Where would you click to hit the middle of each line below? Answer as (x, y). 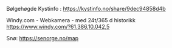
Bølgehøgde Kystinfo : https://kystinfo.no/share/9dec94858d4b (86, 9)
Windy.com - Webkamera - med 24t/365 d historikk (71, 20)
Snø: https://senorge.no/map (43, 38)
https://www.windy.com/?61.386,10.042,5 (58, 27)
